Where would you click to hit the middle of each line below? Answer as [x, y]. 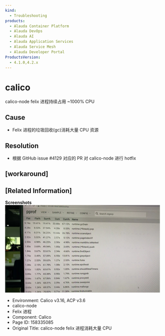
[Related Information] [39, 190]
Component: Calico [32, 317]
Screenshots [18, 202]
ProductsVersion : [23, 57]
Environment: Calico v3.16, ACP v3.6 [49, 300]
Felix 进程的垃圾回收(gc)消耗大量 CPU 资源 [55, 130]
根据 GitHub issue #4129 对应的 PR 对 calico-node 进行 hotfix [74, 158]
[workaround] [27, 174]
